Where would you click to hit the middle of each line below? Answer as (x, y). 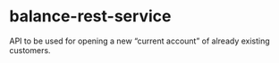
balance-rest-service (90, 16)
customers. (30, 50)
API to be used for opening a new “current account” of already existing (139, 41)
